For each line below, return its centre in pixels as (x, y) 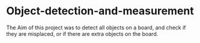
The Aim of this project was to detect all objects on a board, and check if (96, 27)
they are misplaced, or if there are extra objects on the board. (82, 33)
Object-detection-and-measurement (100, 11)
